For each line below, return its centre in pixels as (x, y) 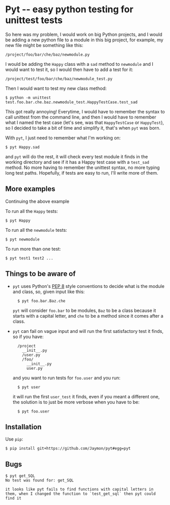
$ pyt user (29, 387)
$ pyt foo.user (34, 411)
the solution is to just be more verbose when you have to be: (76, 402)
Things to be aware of (40, 274)
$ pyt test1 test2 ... (29, 258)
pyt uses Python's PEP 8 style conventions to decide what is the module (88, 286)
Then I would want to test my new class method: (56, 88)
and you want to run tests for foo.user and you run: (66, 378)
